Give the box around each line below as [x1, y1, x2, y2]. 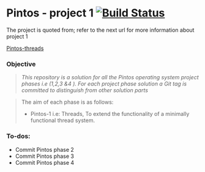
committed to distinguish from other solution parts [21, 87, 149, 94]
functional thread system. [30, 116, 95, 124]
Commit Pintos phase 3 [15, 152, 75, 160]
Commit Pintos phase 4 [15, 159, 75, 166]
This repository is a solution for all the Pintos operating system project [21, 74, 199, 81]
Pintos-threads [6, 45, 44, 52]
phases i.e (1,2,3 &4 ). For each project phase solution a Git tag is [21, 80, 187, 88]
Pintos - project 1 [6, 6, 94, 20]
